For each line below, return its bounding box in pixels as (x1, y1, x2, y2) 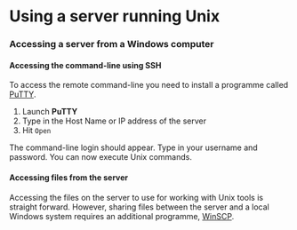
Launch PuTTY (21, 107, 78, 117)
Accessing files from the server (9, 171, 129, 183)
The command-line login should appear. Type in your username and (9, 142, 258, 153)
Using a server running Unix (9, 6, 221, 27)
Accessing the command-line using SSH (9, 59, 162, 70)
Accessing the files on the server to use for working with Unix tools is (9, 192, 264, 202)
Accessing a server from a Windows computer (9, 38, 214, 51)
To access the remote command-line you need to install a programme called (9, 80, 289, 91)
